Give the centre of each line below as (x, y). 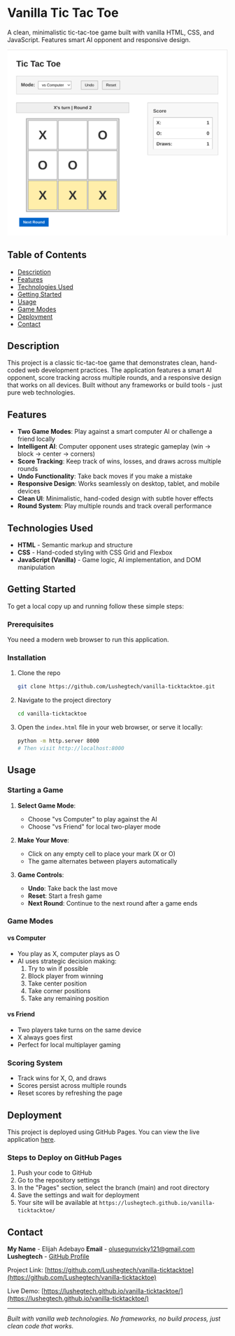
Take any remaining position (69, 998)
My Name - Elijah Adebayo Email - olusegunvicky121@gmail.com (101, 1249)
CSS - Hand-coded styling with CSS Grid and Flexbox (95, 552)
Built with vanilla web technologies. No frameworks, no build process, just (114, 1318)
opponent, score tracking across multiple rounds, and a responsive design (114, 378)
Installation (27, 657)
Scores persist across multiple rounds (72, 1086)
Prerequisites (30, 624)
